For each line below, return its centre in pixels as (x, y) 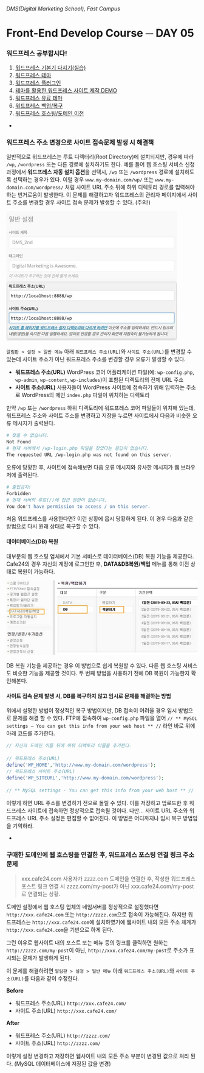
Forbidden (19, 493)
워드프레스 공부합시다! (37, 53)
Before (15, 990)
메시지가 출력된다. (34, 423)
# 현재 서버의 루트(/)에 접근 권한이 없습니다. (57, 500)
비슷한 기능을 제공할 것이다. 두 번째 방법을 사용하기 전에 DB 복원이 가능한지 (101, 674)
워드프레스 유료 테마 (39, 98)
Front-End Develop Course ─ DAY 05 (100, 33)
